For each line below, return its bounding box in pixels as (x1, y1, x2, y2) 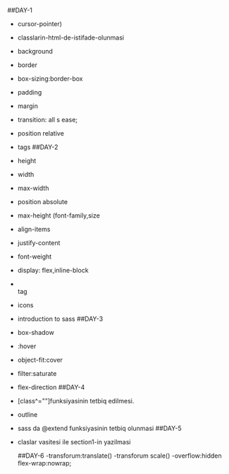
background (17, 47, 53, 55)
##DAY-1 (7, 6, 33, 14)
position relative (17, 129, 65, 137)
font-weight (17, 252, 52, 261)
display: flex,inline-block (17, 266, 89, 274)
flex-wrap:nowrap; (17, 459, 72, 467)
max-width (17, 184, 49, 192)
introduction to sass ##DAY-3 (17, 314, 104, 323)
